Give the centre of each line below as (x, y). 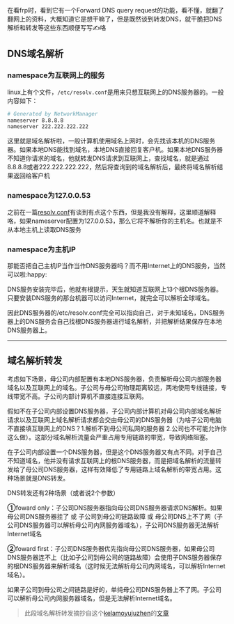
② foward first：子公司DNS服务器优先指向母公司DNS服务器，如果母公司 (111, 548)
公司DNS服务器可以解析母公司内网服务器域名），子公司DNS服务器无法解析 (113, 525)
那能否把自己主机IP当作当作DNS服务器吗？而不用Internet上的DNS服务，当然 (117, 265)
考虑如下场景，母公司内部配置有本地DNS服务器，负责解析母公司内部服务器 (114, 379)
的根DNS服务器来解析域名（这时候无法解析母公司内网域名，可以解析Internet (116, 565)
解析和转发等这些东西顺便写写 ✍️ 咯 (57, 28)
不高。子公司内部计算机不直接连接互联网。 (86, 396)
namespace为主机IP (42, 249)
